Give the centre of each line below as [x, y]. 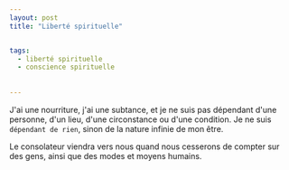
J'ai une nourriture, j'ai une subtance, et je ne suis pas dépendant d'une [143, 109]
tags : [19, 51]
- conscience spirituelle [66, 67]
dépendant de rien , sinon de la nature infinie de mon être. [117, 128]
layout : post [34, 18]
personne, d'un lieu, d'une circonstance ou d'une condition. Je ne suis [140, 119]
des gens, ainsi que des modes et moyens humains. [106, 156]
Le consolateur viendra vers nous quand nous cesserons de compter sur [144, 146]
